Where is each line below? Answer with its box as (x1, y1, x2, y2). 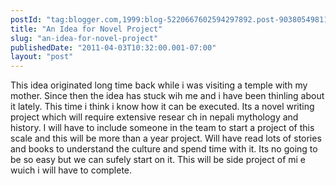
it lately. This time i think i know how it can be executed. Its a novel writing (10, 101, 315, 113)
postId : (10, 14, 43, 25)
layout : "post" (10, 52, 74, 62)
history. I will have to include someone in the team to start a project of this (10, 122, 315, 134)
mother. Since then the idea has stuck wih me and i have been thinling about (10, 90, 325, 102)
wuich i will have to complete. (10, 164, 133, 176)
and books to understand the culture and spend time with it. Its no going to (10, 143, 318, 155)
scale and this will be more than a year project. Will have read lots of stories (10, 132, 322, 145)
